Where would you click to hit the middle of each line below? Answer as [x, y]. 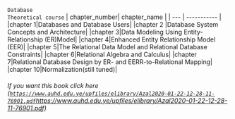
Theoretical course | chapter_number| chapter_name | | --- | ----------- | [114, 17]
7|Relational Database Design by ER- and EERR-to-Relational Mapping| [110, 62]
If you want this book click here [53, 85]
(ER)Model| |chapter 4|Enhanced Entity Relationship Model [130, 39]
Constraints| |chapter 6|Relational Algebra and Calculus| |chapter [102, 54]
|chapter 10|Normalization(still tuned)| [62, 69]
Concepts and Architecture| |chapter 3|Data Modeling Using [95, 32]
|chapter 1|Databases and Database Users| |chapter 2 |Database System [113, 24]
